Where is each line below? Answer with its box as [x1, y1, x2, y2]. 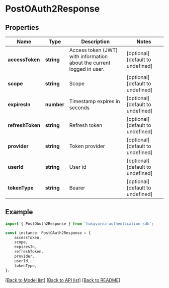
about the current [69, 59, 111, 66]
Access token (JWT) [69, 46, 118, 54]
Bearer [69, 184, 86, 191]
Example [5, 208, 33, 216]
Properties [5, 23, 39, 32]
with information [69, 53, 108, 60]
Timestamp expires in [69, 98, 120, 105]
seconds [69, 104, 90, 111]
